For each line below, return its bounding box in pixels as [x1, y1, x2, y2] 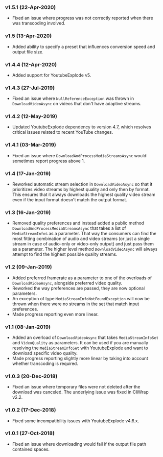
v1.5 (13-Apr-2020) [5, 32, 52, 39]
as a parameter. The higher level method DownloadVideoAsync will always [12, 246, 158, 252]
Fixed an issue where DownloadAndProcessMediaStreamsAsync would [12, 152, 147, 158]
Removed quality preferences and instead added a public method [12, 220, 144, 226]
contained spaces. [12, 446, 50, 452]
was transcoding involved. [12, 20, 66, 26]
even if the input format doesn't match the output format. [12, 197, 127, 203]
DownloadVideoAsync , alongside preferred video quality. [12, 280, 122, 286]
